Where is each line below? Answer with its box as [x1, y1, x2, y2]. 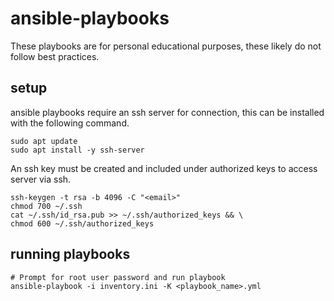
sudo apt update [10, 136, 78, 146]
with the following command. [10, 117, 130, 129]
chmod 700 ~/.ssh [10, 201, 83, 211]
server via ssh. [10, 173, 72, 185]
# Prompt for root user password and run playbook [10, 272, 226, 282]
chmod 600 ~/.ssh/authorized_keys [10, 218, 155, 229]
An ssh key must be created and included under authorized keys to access [10, 162, 318, 174]
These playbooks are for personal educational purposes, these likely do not [10, 40, 322, 52]
